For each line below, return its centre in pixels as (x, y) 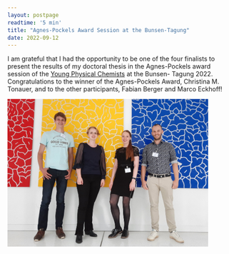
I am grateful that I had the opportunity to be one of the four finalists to (111, 59)
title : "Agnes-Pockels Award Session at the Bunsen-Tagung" (99, 30)
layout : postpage (33, 15)
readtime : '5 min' (35, 22)
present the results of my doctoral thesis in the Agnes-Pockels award (109, 66)
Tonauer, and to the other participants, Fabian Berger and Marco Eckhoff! (115, 89)
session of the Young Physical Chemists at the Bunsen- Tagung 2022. (110, 74)
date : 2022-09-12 (33, 38)
